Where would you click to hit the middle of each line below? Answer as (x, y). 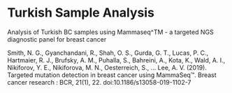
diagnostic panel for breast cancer (57, 39)
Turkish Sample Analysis (81, 13)
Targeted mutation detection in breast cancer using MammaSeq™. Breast (112, 75)
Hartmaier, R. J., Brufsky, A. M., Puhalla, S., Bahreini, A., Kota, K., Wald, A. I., (116, 60)
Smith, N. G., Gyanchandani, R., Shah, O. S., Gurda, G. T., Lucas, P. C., (108, 53)
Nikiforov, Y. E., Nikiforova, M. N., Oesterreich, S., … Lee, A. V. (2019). (107, 67)
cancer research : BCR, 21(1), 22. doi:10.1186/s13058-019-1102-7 (99, 82)
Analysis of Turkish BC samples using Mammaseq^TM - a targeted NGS (111, 32)
